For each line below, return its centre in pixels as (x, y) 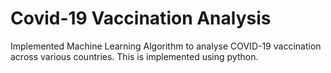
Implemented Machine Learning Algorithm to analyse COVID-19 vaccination (166, 46)
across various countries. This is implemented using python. (134, 56)
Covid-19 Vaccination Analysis (141, 18)
